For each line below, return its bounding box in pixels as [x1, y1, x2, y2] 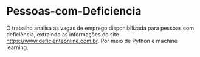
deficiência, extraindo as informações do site [6, 30, 120, 38]
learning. [6, 44, 29, 51]
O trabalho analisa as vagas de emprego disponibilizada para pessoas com [6, 24, 195, 32]
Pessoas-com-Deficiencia [6, 4, 142, 18]
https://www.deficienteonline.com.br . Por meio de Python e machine [6, 37, 178, 44]
